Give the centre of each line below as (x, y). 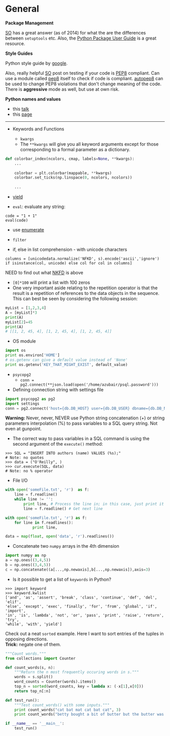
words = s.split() (34, 677)
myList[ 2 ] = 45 (19, 322)
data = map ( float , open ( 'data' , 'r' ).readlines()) (60, 537)
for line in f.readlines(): (44, 523)
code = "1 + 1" (21, 216)
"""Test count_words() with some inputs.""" (62, 705)
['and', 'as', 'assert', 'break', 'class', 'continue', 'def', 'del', (81, 597)
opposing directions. (27, 639)
